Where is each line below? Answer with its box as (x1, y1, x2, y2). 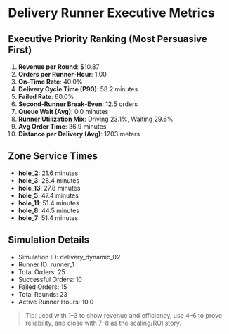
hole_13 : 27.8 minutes (18, 184, 81, 192)
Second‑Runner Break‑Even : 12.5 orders (18, 100, 138, 108)
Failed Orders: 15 (18, 283, 67, 291)
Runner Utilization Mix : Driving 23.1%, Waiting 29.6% (18, 115, 174, 123)
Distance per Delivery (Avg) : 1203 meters (18, 130, 140, 138)
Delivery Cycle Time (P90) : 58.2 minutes (18, 85, 138, 93)
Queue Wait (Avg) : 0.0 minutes (18, 108, 109, 115)
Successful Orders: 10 (18, 275, 83, 283)
